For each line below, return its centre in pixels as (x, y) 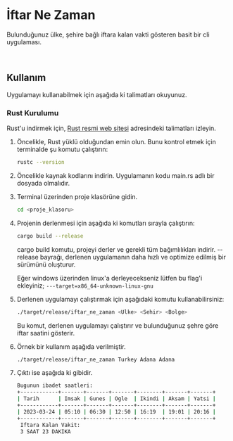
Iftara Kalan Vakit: (50, 425)
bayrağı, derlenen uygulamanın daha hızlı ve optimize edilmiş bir (133, 257)
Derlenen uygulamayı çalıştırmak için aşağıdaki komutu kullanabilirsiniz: (120, 299)
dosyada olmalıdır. (43, 183)
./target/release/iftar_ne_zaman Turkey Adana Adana (96, 359)
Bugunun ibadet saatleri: (55, 386)
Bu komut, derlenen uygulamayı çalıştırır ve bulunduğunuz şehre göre (118, 325)
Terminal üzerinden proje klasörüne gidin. (77, 196)
